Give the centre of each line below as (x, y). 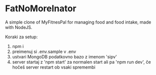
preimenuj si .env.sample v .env (44, 51)
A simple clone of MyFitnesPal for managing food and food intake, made (78, 22)
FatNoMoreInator (41, 9)
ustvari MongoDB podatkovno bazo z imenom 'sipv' (65, 56)
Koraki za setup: (21, 37)
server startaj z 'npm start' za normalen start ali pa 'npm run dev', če (81, 62)
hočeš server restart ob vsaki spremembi (54, 67)
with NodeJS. (19, 27)
